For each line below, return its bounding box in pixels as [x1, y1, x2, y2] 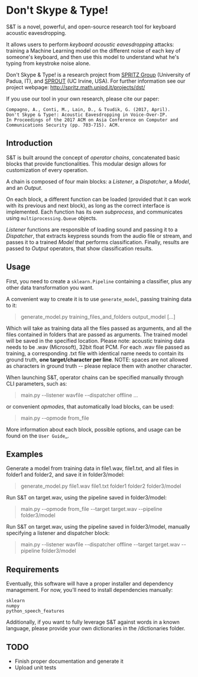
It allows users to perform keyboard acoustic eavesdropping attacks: [6, 41, 174, 48]
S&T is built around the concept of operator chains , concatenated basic [6, 154, 180, 161]
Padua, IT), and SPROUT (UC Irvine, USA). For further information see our [6, 77, 186, 85]
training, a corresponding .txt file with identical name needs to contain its [6, 349, 184, 357]
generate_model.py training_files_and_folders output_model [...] [20, 313, 176, 320]
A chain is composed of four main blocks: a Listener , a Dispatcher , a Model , [6, 178, 191, 185]
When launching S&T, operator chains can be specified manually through [6, 374, 184, 381]
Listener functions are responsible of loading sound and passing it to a [6, 226, 178, 233]
